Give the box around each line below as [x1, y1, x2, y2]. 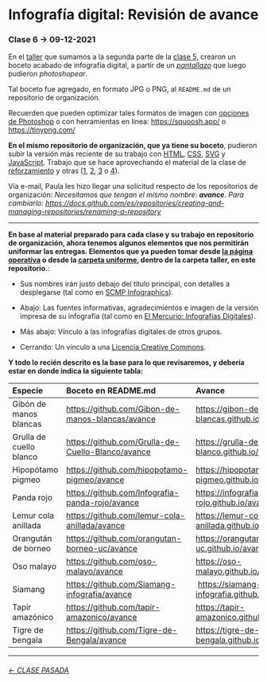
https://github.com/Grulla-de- [66, 437, 180, 448]
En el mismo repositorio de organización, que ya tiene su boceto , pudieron [8, 141, 257, 151]
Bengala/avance [66, 635, 127, 646]
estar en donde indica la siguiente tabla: [8, 366, 144, 376]
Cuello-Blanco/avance [66, 446, 151, 457]
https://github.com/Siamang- [66, 579, 176, 590]
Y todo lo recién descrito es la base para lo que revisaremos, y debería [8, 358, 245, 367]
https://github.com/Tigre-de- [66, 625, 177, 636]
